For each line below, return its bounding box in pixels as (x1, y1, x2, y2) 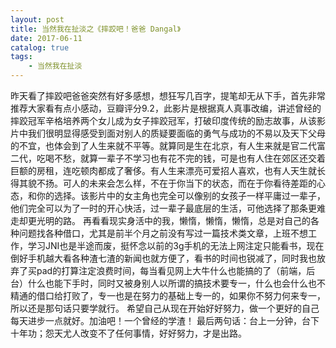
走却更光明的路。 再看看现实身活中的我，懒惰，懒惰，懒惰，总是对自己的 (10, 215, 311, 226)
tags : (10, 52, 33, 62)
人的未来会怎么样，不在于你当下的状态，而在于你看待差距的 (71, 177, 317, 189)
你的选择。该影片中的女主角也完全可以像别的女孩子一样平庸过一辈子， (36, 190, 326, 201)
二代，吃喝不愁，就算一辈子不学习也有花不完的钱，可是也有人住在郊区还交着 (10, 152, 326, 164)
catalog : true (10, 42, 70, 53)
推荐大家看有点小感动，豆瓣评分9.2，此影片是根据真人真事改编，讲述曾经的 (10, 102, 322, 114)
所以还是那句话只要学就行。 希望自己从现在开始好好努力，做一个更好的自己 (10, 302, 320, 314)
